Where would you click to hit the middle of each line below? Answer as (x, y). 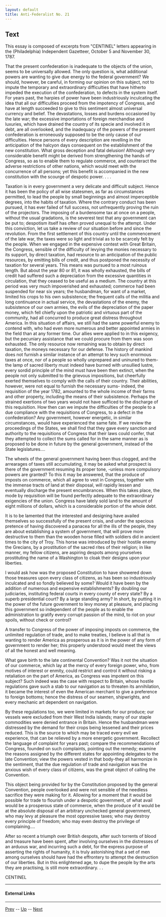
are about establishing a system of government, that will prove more (75, 531)
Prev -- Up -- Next (24, 909)
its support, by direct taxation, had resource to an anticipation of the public (81, 255)
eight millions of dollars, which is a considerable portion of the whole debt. (81, 506)
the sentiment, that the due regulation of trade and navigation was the (76, 765)
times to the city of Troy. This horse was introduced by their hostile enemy (81, 542)
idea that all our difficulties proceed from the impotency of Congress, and (80, 103)
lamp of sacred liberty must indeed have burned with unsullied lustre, (83, 365)
